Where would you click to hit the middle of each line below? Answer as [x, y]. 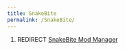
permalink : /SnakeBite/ [41, 20]
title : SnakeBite [32, 13]
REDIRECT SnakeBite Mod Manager [67, 39]
